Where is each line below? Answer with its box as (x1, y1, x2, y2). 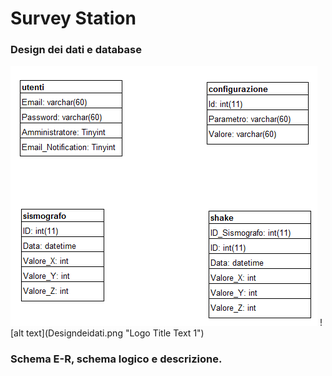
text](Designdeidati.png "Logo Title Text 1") (26, 327, 205, 339)
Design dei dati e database (10, 43, 142, 57)
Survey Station (10, 7, 137, 30)
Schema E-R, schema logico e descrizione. (10, 352, 223, 366)
